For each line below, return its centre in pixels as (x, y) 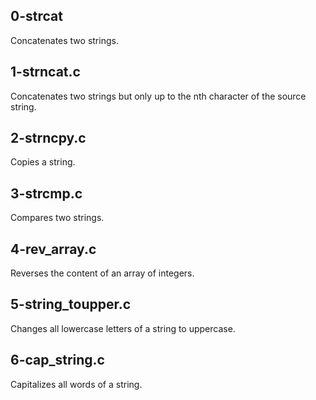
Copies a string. (43, 162)
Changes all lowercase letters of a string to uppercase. (123, 328)
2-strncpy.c (48, 138)
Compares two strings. (57, 218)
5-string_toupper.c (71, 304)
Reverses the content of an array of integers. (102, 273)
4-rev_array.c (53, 249)
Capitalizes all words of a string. (76, 384)
